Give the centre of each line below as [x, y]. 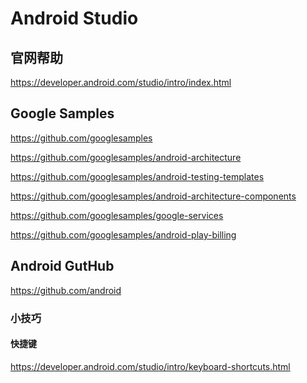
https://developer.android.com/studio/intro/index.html [121, 82]
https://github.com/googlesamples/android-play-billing [123, 234]
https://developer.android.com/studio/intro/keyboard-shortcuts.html [150, 366]
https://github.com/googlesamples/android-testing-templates [137, 176]
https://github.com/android [66, 290]
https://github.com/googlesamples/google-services [117, 215]
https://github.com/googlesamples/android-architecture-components [153, 196]
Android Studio [74, 18]
